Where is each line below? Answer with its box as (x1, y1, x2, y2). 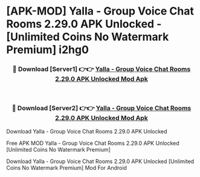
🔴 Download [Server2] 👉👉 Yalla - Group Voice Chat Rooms (11, 104, 192, 113)
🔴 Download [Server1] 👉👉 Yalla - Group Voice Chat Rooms (12, 65, 191, 73)
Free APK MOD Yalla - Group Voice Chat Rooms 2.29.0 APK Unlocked (6, 139, 179, 147)
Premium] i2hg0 (6, 43, 89, 57)
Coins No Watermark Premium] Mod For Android (6, 164, 127, 171)
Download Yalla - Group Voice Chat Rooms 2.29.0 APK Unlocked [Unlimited (6, 158, 195, 165)
